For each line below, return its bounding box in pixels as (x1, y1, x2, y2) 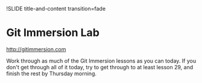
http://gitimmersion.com (6, 45, 66, 53)
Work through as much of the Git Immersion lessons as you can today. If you (6, 57, 197, 64)
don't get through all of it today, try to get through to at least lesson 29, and (6, 63, 194, 70)
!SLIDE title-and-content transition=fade (6, 5, 106, 12)
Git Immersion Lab (6, 26, 99, 39)
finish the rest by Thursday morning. (6, 70, 96, 77)
